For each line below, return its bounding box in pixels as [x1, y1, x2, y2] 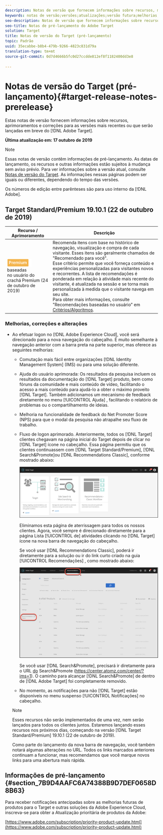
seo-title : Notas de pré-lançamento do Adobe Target [5, 23, 114, 28]
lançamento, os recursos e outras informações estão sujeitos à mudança [5, 161, 150, 167]
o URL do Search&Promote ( [19, 668, 76, 673]
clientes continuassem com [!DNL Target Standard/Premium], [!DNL [19, 447, 155, 453]
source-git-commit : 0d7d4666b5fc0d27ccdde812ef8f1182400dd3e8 [5, 54, 133, 59]
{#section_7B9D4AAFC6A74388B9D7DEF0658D [5, 779, 157, 787]
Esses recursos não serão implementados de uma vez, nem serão [12, 717, 144, 723]
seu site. [52, 291, 69, 297]
